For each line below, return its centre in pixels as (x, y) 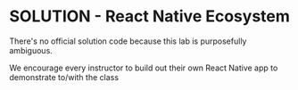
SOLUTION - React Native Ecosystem (149, 16)
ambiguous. (31, 50)
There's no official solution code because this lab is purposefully (128, 41)
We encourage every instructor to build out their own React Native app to (144, 68)
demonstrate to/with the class (64, 77)
